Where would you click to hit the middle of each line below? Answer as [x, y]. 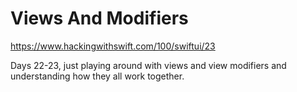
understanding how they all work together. [97, 76]
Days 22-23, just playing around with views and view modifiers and [148, 65]
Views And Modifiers [99, 18]
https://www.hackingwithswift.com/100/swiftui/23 [113, 46]
